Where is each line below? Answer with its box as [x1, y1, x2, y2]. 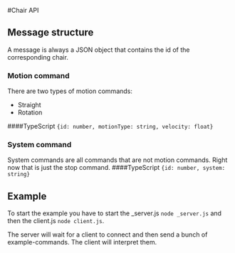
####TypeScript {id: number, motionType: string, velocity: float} [7, 122, 214, 131]
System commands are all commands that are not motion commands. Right [7, 156, 228, 164]
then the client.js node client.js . [7, 217, 105, 225]
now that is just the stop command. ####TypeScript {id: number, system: [7, 163, 226, 172]
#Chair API [7, 6, 39, 14]
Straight [17, 101, 41, 109]
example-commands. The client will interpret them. [7, 238, 157, 247]
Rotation [17, 108, 43, 117]
